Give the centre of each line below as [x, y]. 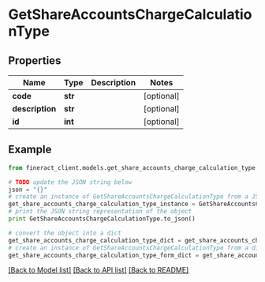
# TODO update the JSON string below [70, 182]
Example [30, 150]
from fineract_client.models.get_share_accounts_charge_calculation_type [132, 167]
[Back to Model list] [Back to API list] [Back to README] [99, 270]
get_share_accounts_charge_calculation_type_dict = [95, 240]
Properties [35, 60]
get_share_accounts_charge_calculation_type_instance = [102, 204]
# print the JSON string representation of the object [100, 212]
